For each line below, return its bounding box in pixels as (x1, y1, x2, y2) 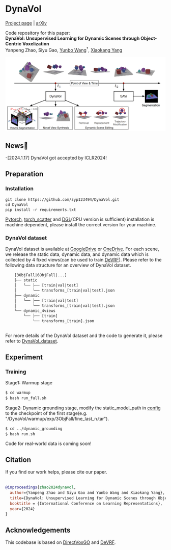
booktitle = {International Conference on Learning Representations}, (10, 501, 163, 506)
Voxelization (22, 40, 49, 46)
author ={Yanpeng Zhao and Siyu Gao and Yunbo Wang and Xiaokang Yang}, (10, 490, 165, 495)
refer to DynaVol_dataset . (5, 338, 59, 344)
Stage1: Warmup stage (5, 379, 52, 385)
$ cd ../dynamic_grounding (5, 426, 63, 431)
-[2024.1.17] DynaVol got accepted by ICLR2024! (5, 155, 107, 161)
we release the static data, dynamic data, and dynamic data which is (5, 251, 149, 257)
